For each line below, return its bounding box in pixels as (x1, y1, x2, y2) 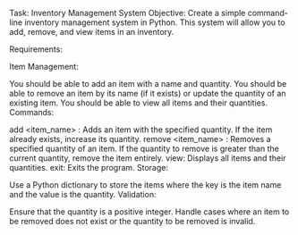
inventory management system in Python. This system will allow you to (24, 17, 285, 28)
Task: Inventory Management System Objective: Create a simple (9, 8, 246, 18)
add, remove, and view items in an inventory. (9, 27, 175, 37)
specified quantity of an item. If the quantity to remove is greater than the (9, 143, 279, 154)
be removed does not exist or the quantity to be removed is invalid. (9, 216, 256, 226)
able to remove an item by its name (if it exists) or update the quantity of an (9, 88, 286, 98)
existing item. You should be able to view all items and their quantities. (9, 97, 268, 108)
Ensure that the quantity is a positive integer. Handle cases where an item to (9, 206, 290, 217)
